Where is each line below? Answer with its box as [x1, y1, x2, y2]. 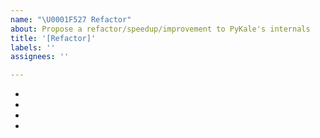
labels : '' [10, 42, 56, 53]
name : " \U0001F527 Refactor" [10, 14, 132, 25]
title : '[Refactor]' [10, 33, 97, 43]
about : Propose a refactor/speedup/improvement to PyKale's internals [10, 24, 311, 34]
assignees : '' [10, 52, 70, 62]
